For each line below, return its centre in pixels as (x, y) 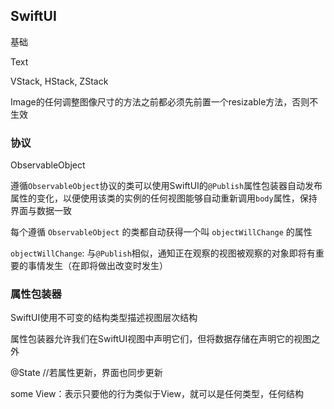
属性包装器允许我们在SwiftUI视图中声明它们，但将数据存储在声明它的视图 (161, 339)
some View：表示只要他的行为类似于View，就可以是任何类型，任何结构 (157, 394)
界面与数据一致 (41, 211)
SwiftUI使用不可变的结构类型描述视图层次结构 (104, 318)
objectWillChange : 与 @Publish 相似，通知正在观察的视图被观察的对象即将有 (163, 253)
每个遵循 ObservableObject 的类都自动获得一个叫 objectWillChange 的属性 (161, 232)
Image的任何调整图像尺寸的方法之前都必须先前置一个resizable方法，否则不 (164, 101)
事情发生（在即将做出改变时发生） (97, 266)
